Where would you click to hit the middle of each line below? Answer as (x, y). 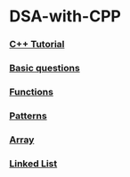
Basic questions (45, 68)
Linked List (33, 164)
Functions (31, 92)
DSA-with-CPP (65, 16)
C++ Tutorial (37, 44)
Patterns (28, 116)
